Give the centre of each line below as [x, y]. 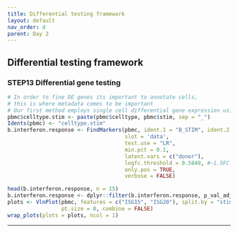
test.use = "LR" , [150, 143]
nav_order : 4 [27, 27]
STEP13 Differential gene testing [64, 82]
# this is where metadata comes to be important [80, 103]
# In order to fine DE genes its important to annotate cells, [103, 97]
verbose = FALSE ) [150, 176]
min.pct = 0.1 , [147, 149]
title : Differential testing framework [66, 14]
